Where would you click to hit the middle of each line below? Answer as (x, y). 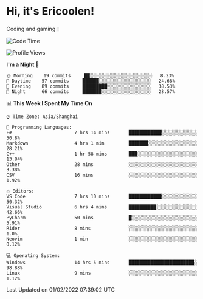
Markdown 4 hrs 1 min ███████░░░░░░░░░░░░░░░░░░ (102, 143)
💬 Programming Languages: (39, 127)
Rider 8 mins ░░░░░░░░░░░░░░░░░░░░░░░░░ (102, 228)
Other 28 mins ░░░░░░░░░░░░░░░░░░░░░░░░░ (102, 164)
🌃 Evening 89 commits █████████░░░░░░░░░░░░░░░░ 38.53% (91, 86)
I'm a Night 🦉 (23, 64)
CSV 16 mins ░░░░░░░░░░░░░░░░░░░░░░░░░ (102, 175)
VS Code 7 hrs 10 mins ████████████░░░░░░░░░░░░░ (102, 196)
